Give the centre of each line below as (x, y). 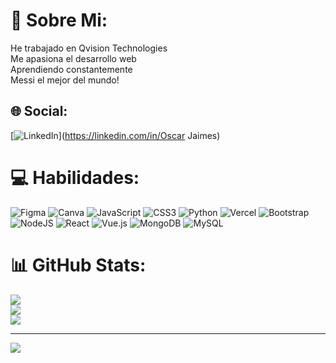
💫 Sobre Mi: (59, 20)
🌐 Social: (39, 111)
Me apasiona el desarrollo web (73, 58)
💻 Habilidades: (75, 177)
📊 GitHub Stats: (78, 265)
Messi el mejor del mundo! (65, 80)
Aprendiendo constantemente (71, 69)
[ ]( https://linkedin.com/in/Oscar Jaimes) (115, 135)
